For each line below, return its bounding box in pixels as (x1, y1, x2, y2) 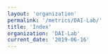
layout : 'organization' (7, 10, 78, 18)
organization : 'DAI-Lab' (7, 29, 80, 37)
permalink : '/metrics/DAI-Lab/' (7, 17, 102, 24)
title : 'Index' (7, 23, 52, 30)
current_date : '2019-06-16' (7, 36, 90, 43)
